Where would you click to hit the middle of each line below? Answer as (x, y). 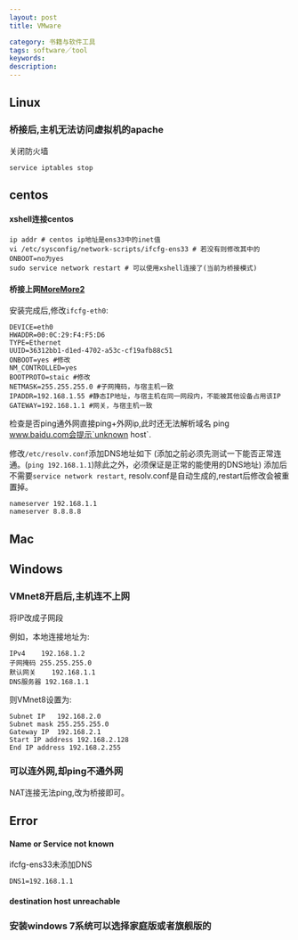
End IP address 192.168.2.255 (65, 748)
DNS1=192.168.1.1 (41, 882)
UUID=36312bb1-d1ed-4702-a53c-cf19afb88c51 (91, 351)
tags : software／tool (48, 50)
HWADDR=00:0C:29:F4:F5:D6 (57, 335)
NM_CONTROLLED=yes (43, 368)
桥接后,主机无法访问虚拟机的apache (87, 130)
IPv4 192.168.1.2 (48, 653)
